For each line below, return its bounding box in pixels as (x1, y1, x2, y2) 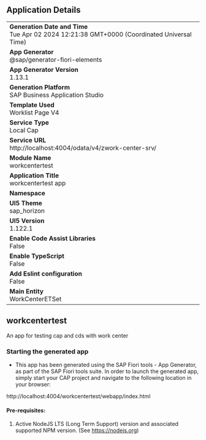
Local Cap (9, 126, 39, 134)
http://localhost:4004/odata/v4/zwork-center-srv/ (9, 144, 157, 152)
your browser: (15, 380, 51, 388)
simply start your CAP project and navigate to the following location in (15, 374, 192, 381)
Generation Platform (9, 83, 71, 91)
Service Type (9, 118, 49, 126)
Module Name (9, 153, 51, 162)
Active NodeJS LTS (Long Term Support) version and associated (15, 420, 179, 428)
